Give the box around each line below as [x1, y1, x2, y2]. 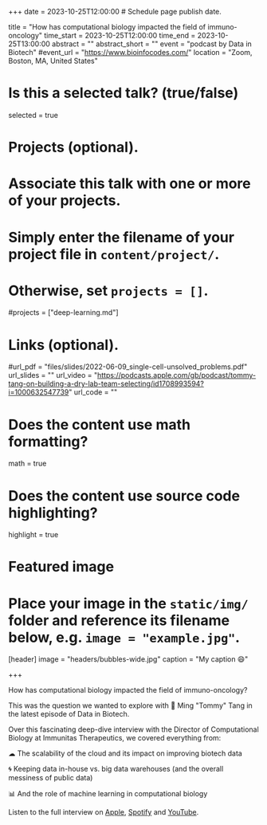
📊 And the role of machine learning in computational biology [8, 789, 208, 799]
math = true [8, 458, 47, 469]
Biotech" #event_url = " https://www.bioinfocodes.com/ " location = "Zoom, [8, 48, 253, 57]
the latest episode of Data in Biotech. [8, 709, 130, 719]
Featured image [8, 558, 114, 576]
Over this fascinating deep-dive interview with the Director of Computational [8, 725, 259, 734]
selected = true [8, 110, 58, 120]
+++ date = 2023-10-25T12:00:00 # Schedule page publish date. [8, 7, 222, 16]
